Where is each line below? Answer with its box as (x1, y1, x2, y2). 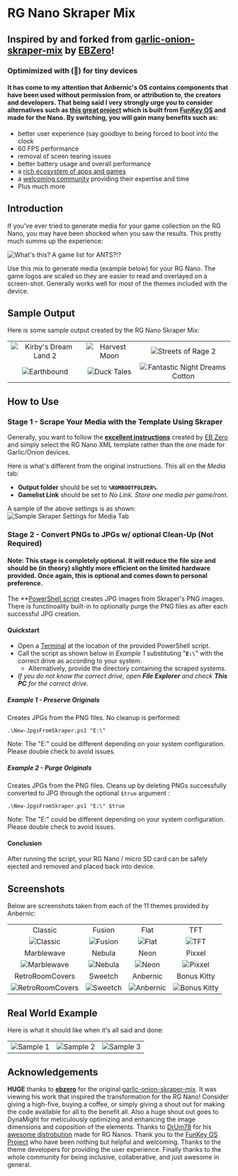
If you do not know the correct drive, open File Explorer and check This (17, 672, 228, 680)
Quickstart (7, 626, 40, 634)
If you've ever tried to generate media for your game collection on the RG (7, 222, 221, 230)
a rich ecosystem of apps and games (17, 167, 126, 175)
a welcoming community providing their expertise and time (17, 174, 190, 183)
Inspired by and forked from (7, 33, 133, 45)
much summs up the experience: (7, 236, 103, 245)
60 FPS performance (17, 144, 79, 153)
